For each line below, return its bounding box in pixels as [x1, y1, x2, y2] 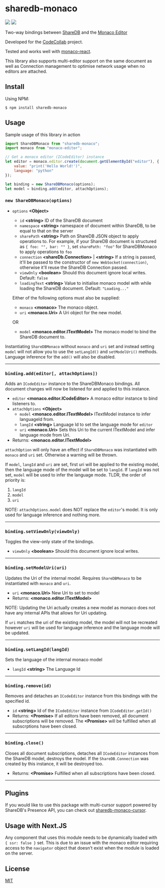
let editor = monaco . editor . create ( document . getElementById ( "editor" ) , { [5, 159, 160, 164]
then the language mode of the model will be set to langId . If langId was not [5, 467, 160, 473]
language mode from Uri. [19, 432, 70, 438]
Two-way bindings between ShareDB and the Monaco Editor [5, 29, 128, 35]
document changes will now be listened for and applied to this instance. [5, 386, 151, 392]
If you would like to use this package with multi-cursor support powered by [5, 802, 157, 808]
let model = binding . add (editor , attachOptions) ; [5, 186, 109, 191]
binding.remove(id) [5, 683, 52, 688]
